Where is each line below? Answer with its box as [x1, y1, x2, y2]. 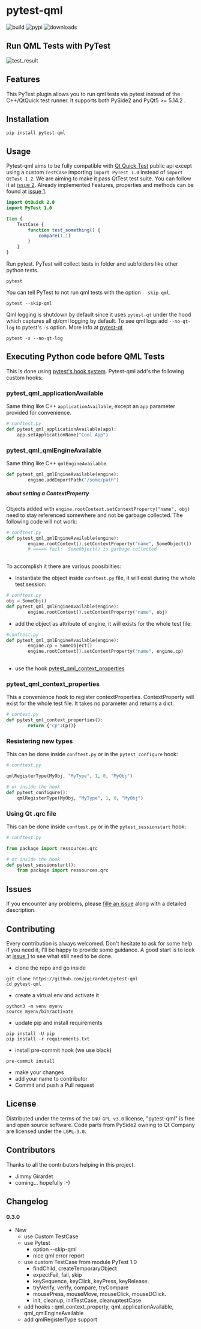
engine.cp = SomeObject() [28, 643, 93, 649]
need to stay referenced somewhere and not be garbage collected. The [6, 512, 183, 519]
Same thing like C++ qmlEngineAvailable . [6, 460, 108, 467]
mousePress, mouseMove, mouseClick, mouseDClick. [32, 1291, 167, 1298]
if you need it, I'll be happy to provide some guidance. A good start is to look [6, 946, 195, 953]
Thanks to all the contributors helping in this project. [6, 1161, 136, 1168]
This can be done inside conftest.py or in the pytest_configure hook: [6, 751, 178, 758]
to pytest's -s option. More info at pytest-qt [16, 324, 123, 331]
